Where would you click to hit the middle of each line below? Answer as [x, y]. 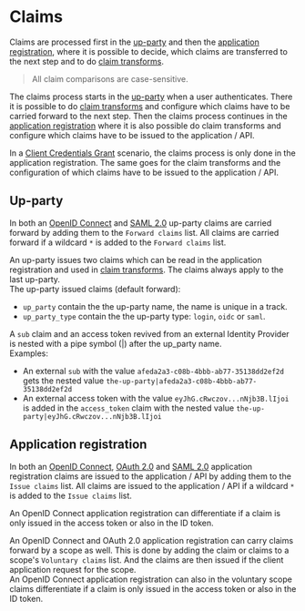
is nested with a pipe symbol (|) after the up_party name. [116, 343]
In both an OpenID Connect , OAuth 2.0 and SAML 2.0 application [131, 466]
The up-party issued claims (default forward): [95, 289]
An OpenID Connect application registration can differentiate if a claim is [145, 513]
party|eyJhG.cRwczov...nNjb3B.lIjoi [92, 416]
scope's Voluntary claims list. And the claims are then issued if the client [147, 560]
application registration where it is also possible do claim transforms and [146, 126]
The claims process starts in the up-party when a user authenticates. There [151, 97]
